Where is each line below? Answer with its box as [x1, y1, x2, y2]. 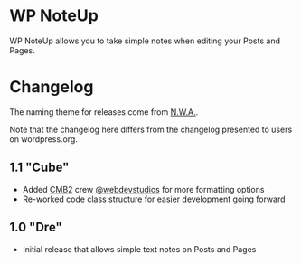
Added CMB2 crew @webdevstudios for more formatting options [22, 184, 265, 194]
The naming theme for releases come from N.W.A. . [9, 106, 199, 118]
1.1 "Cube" [9, 160, 70, 175]
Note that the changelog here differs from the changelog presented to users [9, 124, 293, 135]
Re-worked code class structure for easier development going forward [22, 193, 286, 204]
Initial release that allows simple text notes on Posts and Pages [22, 243, 257, 254]
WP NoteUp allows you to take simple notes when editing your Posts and [9, 35, 280, 46]
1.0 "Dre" [9, 220, 63, 235]
